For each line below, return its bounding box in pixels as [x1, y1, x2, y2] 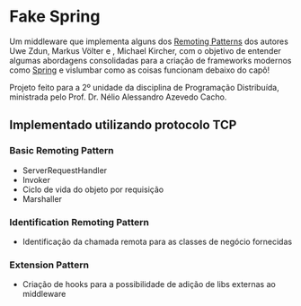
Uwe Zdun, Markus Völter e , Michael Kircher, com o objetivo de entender [9, 45, 281, 56]
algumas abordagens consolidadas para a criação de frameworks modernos [9, 55, 292, 66]
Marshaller [22, 193, 63, 204]
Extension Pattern [9, 258, 90, 271]
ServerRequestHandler [22, 164, 108, 176]
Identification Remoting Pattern [9, 215, 150, 228]
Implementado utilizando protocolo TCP [9, 118, 237, 133]
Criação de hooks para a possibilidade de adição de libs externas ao [22, 279, 276, 290]
